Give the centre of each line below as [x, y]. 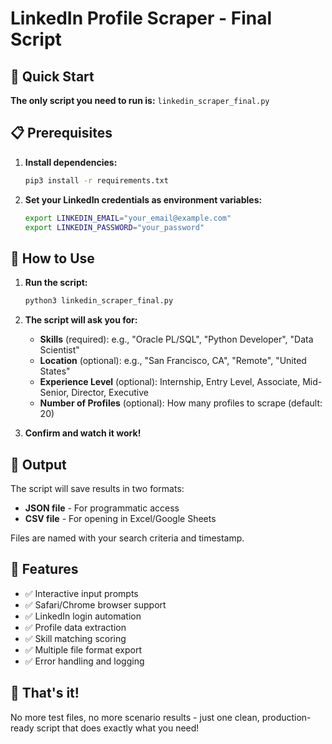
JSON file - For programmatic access [102, 508]
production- [286, 717]
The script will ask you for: [81, 320]
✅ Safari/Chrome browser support [95, 604]
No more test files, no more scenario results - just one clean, [135, 717]
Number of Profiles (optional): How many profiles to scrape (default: [181, 403]
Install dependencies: [71, 162]
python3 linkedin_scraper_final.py [99, 301]
